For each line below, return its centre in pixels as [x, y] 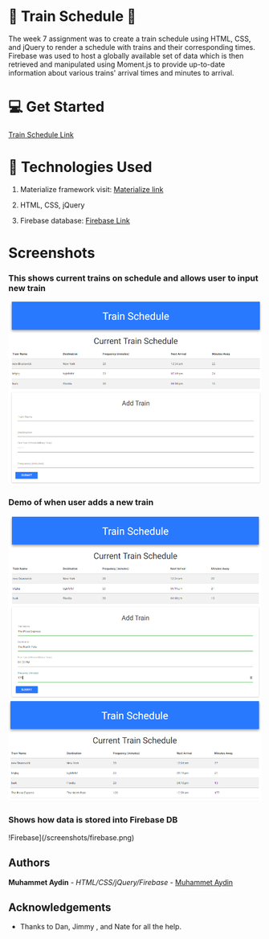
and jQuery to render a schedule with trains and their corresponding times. [132, 47]
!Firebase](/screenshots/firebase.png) [71, 837]
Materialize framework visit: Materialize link [92, 189]
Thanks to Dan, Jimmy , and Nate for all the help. [101, 927]
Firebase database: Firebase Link [75, 220]
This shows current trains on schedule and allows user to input [133, 278]
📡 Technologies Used [80, 167]
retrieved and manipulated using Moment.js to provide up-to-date [117, 64]
